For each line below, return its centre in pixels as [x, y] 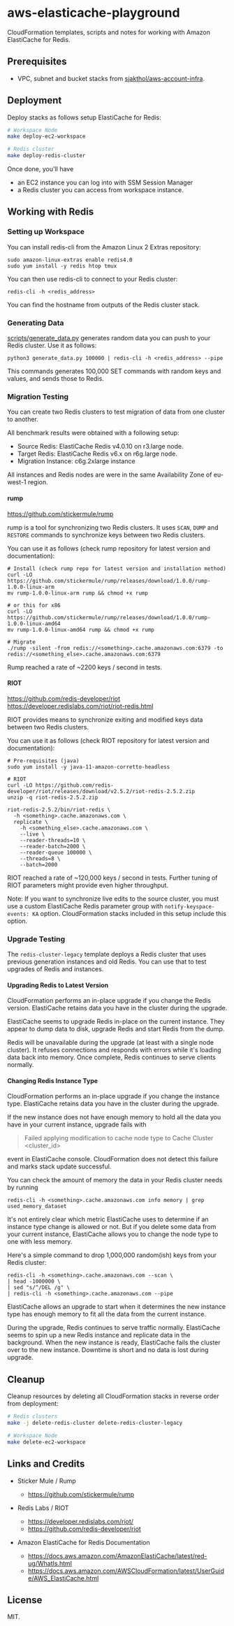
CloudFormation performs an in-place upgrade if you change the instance [114, 1096]
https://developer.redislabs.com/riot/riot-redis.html [80, 706]
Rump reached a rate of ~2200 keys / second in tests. [85, 667]
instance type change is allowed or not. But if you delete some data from [112, 1227]
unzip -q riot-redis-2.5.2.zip [53, 797]
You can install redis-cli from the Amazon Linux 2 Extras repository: [104, 247]
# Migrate [22, 642]
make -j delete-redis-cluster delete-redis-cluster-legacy [95, 1423]
